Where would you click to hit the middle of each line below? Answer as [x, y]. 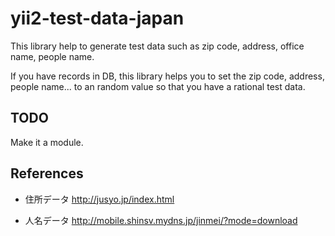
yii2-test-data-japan [97, 18]
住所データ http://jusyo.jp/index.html [99, 199]
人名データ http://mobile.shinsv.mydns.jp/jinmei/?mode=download [161, 220]
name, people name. [52, 56]
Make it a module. [47, 142]
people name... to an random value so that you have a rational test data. [158, 86]
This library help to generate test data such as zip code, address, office [157, 46]
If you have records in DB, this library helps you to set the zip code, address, [167, 76]
